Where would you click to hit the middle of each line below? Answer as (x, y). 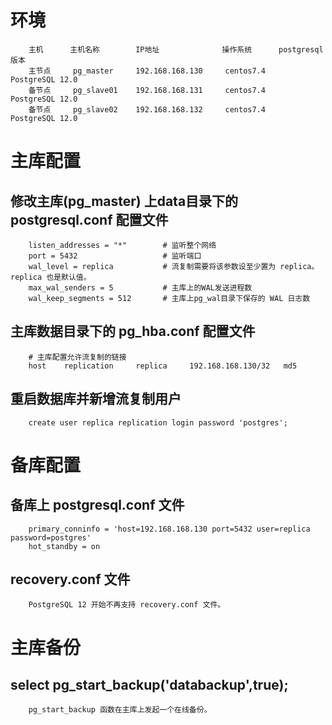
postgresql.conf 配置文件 (89, 219)
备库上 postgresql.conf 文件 (97, 505)
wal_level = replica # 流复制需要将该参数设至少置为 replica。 (174, 266)
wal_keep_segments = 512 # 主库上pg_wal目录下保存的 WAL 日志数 (169, 298)
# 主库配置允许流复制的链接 (77, 357)
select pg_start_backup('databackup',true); (149, 684)
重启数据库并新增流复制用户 (96, 399)
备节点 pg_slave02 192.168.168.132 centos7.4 (147, 109)
